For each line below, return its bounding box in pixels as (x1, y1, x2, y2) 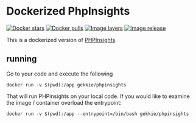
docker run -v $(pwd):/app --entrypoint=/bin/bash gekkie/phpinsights (6, 111, 189, 117)
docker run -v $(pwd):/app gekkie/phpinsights (6, 82, 127, 88)
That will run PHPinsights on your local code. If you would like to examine (6, 93, 190, 100)
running (6, 54, 37, 65)
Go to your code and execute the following (6, 70, 113, 77)
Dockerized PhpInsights (6, 4, 130, 18)
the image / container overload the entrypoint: (6, 99, 122, 106)
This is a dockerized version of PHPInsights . (6, 36, 117, 43)
